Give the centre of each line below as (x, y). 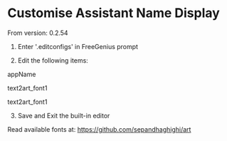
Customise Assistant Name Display (114, 13)
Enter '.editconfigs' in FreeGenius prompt (78, 46)
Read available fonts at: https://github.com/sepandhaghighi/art (99, 129)
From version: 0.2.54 (38, 33)
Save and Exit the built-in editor (64, 115)
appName (22, 74)
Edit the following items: (53, 60)
